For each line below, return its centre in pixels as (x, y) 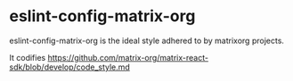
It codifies (28, 57)
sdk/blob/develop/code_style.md (70, 67)
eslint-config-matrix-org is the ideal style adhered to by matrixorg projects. (147, 40)
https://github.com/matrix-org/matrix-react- (128, 57)
